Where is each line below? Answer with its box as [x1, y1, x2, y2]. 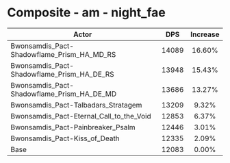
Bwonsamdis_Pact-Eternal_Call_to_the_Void [10, 111, 152, 121]
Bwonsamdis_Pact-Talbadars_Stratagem [10, 100, 142, 110]
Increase [190, 29, 220, 39]
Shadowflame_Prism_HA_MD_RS [10, 49, 116, 59]
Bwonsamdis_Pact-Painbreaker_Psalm [10, 122, 136, 131]
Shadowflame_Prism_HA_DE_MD [10, 89, 117, 99]
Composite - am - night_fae [7, 5, 166, 21]
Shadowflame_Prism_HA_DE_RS [10, 69, 114, 79]
